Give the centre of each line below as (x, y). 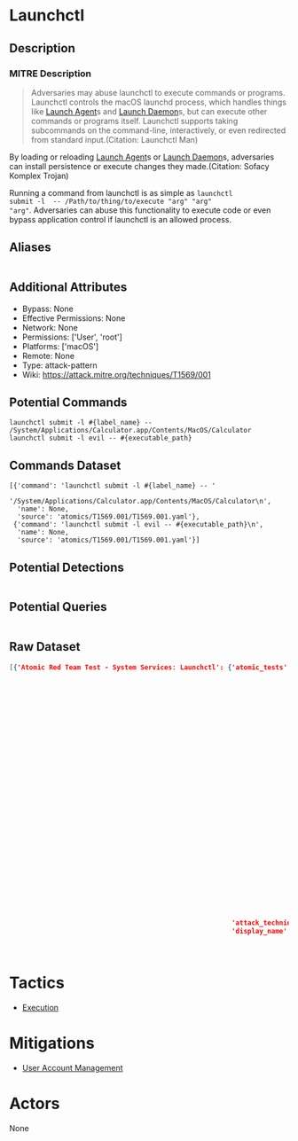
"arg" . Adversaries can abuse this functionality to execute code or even (140, 210)
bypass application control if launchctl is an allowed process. (121, 219)
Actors (35, 1104)
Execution (40, 1008)
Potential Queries (59, 607)
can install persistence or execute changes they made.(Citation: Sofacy (139, 166)
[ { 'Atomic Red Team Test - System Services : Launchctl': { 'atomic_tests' (149, 667)
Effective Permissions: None (74, 318)
